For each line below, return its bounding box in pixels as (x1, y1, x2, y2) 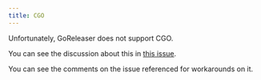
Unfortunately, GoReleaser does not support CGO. (8, 33, 174, 43)
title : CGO (8, 11, 45, 20)
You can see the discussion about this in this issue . (8, 48, 177, 58)
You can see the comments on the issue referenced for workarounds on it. (8, 64, 254, 74)
